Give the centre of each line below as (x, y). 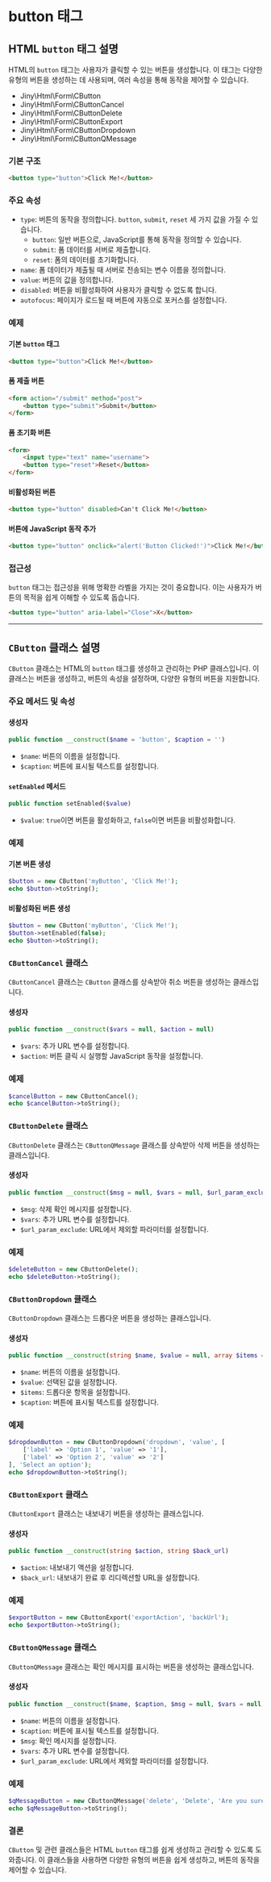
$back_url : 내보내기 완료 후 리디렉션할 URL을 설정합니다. (110, 1578)
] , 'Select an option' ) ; (50, 1465)
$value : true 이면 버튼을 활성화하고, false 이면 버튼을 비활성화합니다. (128, 820)
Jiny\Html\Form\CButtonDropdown (77, 130)
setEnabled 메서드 (37, 786)
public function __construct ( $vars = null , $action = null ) (112, 1030)
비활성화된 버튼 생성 (40, 908)
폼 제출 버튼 (27, 381)
